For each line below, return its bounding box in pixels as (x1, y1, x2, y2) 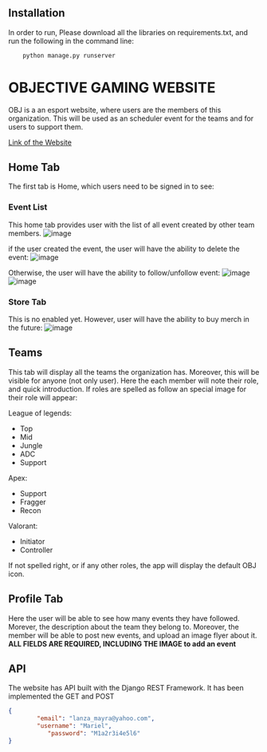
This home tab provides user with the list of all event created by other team (8, 220, 255, 229)
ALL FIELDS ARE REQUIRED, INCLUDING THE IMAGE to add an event (8, 639, 237, 648)
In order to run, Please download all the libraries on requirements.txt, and (8, 27, 249, 37)
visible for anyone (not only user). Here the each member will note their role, (8, 376, 259, 385)
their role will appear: (8, 392, 78, 402)
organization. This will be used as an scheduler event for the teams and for (8, 113, 254, 123)
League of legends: (8, 408, 73, 418)
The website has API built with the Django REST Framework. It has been (8, 683, 245, 693)
